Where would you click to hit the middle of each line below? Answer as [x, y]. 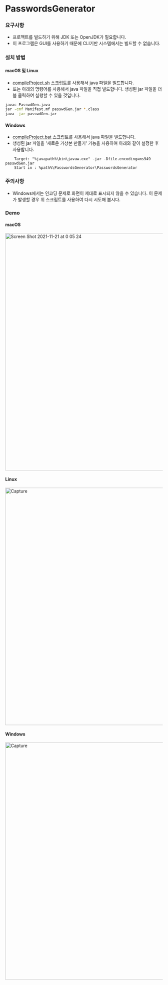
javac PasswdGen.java [28, 105]
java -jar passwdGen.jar [31, 114]
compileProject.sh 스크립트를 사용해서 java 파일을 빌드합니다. [73, 83]
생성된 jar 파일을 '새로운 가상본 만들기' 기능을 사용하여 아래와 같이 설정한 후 [85, 143]
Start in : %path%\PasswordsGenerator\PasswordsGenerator [76, 168]
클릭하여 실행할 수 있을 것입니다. [49, 95]
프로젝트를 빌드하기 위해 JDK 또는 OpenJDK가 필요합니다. [69, 37]
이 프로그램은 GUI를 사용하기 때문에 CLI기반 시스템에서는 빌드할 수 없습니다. [86, 44]
